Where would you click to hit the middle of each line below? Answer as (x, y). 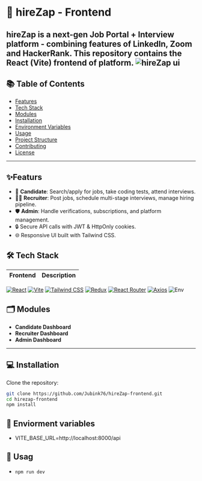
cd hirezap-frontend (32, 399)
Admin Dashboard (38, 340)
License (25, 152)
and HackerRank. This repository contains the (94, 53)
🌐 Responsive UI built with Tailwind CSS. (65, 235)
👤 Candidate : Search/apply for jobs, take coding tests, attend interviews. (105, 191)
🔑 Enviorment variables (50, 424)
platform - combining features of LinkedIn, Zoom (99, 44)
